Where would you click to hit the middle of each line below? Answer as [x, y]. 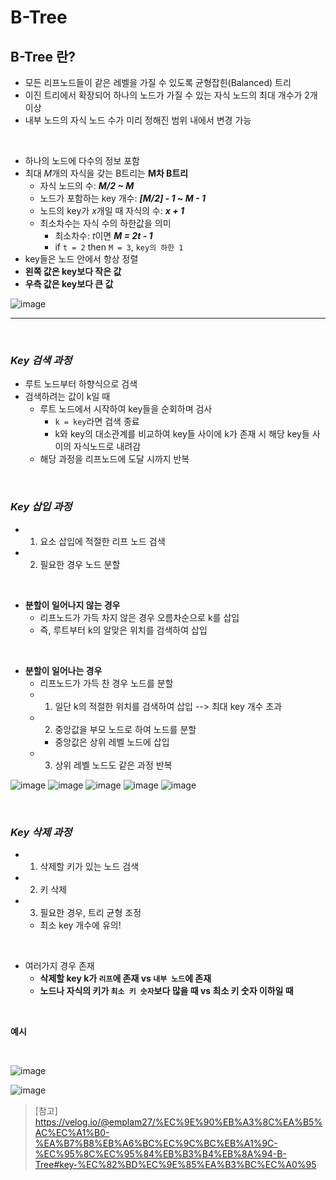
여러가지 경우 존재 [59, 965]
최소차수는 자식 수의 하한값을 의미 [105, 223]
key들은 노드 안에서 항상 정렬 [81, 259]
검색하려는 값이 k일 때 [67, 397]
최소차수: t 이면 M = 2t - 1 [103, 235]
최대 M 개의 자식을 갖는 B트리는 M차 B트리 [106, 173]
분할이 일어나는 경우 [63, 670]
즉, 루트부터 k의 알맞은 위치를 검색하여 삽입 [123, 630]
